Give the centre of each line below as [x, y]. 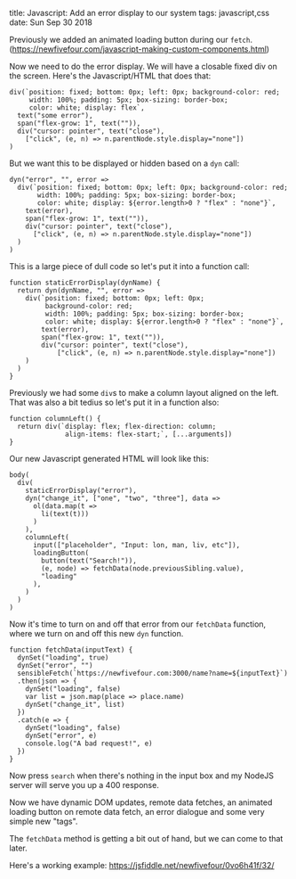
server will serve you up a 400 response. [84, 785]
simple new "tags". [44, 821]
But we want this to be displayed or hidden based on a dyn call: [124, 163]
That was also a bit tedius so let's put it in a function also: [114, 402]
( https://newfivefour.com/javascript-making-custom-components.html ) [139, 49]
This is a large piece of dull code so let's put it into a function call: [129, 266]
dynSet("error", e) [61, 735]
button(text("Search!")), [89, 561]
